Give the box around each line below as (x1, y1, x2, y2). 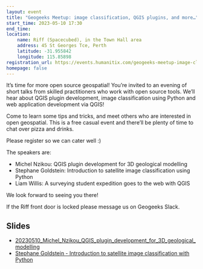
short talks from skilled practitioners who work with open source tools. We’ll (6, 88, 195, 96)
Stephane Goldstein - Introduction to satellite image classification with (14, 250, 190, 257)
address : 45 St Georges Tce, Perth (17, 43, 107, 49)
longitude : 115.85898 (17, 54, 71, 60)
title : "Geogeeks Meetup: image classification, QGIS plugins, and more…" (6, 15, 199, 21)
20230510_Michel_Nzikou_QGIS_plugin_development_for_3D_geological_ (14, 237, 196, 244)
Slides (6, 221, 30, 231)
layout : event (6, 8, 42, 15)
